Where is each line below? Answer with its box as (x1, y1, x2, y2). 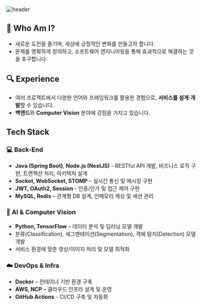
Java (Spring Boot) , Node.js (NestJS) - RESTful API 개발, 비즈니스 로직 (14, 162, 190, 170)
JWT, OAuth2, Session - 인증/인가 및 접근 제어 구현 (14, 185, 140, 192)
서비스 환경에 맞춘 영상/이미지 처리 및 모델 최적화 (14, 245, 130, 253)
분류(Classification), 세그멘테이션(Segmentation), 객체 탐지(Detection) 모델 (14, 230, 196, 238)
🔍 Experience (6, 74, 60, 84)
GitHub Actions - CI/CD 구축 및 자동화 (14, 293, 109, 300)
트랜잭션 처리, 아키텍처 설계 (23, 170, 88, 177)
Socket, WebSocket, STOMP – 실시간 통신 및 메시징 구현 (14, 178, 153, 185)
